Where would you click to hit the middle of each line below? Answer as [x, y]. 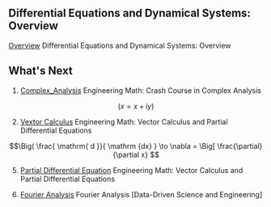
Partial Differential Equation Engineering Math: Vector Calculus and [131, 170]
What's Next [40, 71]
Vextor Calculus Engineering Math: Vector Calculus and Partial [124, 121]
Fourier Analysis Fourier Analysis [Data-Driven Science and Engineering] [141, 194]
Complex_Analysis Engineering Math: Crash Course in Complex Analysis [140, 90]
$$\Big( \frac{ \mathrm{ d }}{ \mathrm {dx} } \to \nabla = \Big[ [112, 146]
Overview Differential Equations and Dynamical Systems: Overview [120, 45]
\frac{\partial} [240, 146]
